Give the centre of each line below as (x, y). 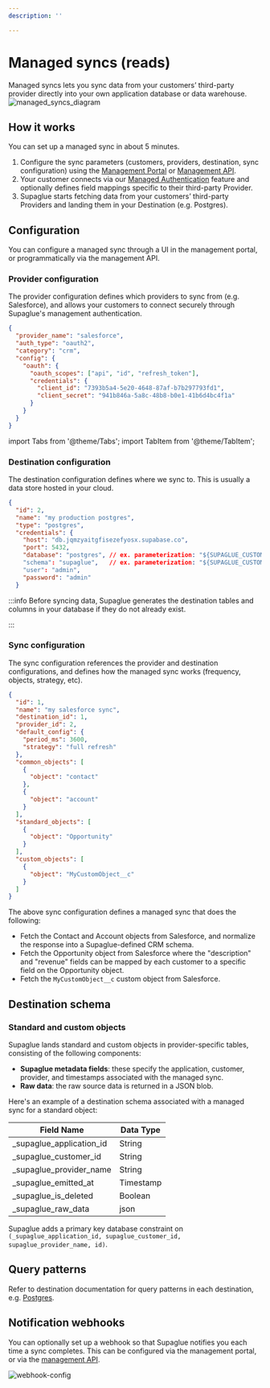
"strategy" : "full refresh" (70, 747)
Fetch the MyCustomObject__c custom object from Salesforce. (120, 979)
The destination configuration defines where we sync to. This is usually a (129, 480)
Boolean (135, 1196)
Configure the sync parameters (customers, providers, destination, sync (139, 163)
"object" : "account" (64, 800)
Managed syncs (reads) (90, 62)
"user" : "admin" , (52, 570)
